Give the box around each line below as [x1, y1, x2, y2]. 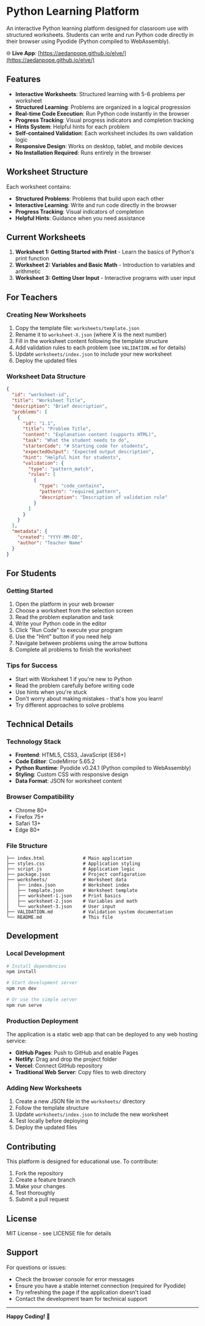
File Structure [6, 841, 48, 849]
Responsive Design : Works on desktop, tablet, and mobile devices [15, 142, 184, 149]
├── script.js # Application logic [6, 865, 135, 872]
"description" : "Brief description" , [12, 403, 108, 409]
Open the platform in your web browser [15, 600, 115, 608]
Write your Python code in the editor [15, 620, 107, 627]
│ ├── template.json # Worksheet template [6, 887, 138, 894]
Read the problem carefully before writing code [15, 682, 135, 689]
